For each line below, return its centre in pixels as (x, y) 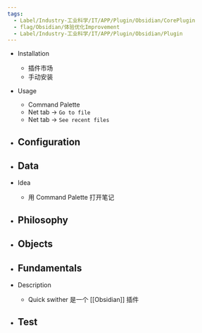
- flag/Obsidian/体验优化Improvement (67, 27)
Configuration (49, 142)
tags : (15, 14)
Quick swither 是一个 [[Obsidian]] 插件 (83, 300)
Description (34, 285)
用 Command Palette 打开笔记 (71, 198)
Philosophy (43, 220)
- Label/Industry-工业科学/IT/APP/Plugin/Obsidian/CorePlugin (105, 20)
